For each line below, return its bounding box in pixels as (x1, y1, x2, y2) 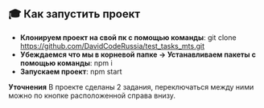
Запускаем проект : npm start (19, 66, 122, 76)
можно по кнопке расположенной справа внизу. (8, 90, 175, 100)
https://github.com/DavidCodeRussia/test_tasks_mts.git (19, 41, 205, 50)
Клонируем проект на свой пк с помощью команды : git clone (19, 32, 237, 42)
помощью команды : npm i (19, 58, 113, 67)
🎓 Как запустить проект (8, 7, 141, 21)
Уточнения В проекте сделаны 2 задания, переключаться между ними (8, 82, 254, 91)
